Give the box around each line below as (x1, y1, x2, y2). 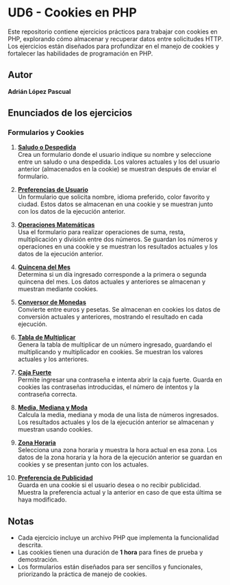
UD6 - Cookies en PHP (8, 5, 138, 21)
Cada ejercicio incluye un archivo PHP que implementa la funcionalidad (17, 534, 219, 542)
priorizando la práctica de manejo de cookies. (17, 570, 147, 578)
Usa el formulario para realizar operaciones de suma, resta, (17, 228, 186, 236)
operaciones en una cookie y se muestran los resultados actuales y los (17, 242, 218, 251)
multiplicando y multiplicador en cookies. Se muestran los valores (17, 348, 203, 356)
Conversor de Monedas (17, 298, 86, 306)
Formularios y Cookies (8, 128, 84, 138)
